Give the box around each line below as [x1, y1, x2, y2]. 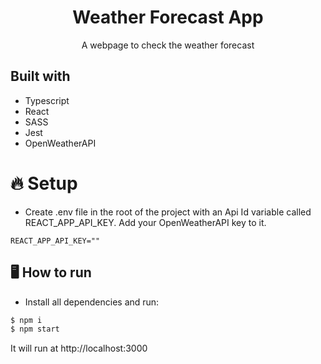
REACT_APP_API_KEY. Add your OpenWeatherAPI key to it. [24, 216, 267, 228]
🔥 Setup [10, 172, 78, 195]
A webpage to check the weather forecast [81, 39, 255, 51]
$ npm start [10, 324, 60, 335]
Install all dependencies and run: [24, 296, 160, 308]
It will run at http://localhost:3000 [10, 342, 148, 355]
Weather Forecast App [72, 6, 264, 29]
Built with [10, 68, 71, 85]
